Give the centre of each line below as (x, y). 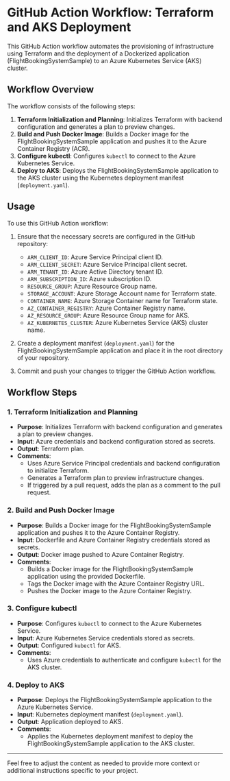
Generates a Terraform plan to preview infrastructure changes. (116, 478)
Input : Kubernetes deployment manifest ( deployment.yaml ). (100, 714)
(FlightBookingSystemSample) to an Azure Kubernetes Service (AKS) (104, 60)
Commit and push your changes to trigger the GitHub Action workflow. (116, 371)
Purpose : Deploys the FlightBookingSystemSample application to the (114, 700)
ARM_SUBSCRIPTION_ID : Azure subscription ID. (89, 278)
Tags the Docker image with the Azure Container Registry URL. (116, 584)
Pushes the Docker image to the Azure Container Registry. (110, 590)
